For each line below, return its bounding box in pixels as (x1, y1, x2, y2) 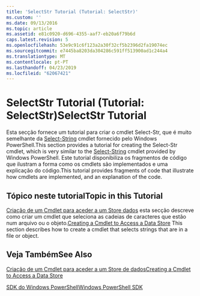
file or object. (6, 232, 39, 239)
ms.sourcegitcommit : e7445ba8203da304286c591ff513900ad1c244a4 (6, 48, 168, 54)
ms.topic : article (6, 25, 52, 32)
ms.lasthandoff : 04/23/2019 (6, 64, 77, 71)
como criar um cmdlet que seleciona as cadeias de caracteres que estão (6, 213, 186, 220)
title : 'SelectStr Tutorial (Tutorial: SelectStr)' (6, 8, 138, 15)
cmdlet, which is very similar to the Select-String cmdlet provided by (6, 148, 176, 155)
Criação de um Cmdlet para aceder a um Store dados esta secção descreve (6, 207, 194, 214)
